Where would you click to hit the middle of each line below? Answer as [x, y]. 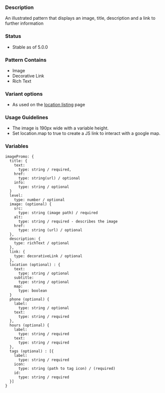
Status [13, 36]
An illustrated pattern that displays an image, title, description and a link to [80, 18]
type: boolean [33, 291]
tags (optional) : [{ [32, 351]
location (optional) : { [35, 264]
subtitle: [24, 278]
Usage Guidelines [27, 118]
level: [16, 195]
